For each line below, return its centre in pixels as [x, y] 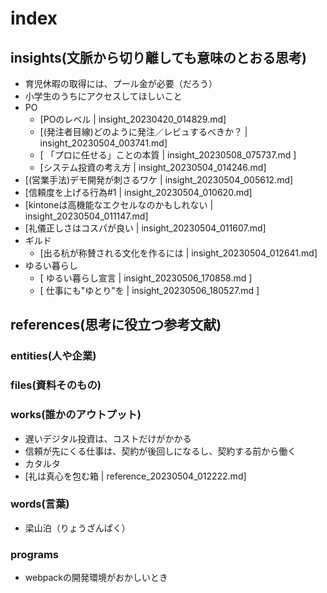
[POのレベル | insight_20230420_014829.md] [133, 119]
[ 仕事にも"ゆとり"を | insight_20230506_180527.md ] [149, 290]
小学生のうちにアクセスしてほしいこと [103, 96]
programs [34, 554]
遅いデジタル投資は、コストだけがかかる [108, 438]
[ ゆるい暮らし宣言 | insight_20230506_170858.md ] [146, 278]
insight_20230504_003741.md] [103, 143]
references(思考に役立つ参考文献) [116, 325]
